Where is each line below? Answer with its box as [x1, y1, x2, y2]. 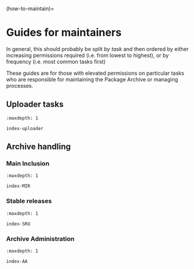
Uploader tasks [6, 99, 64, 109]
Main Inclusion [6, 160, 50, 168]
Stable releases [6, 197, 52, 205]
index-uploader [6, 125, 44, 131]
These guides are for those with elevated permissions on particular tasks [6, 69, 185, 77]
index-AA [6, 258, 28, 265]
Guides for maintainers [6, 26, 122, 39]
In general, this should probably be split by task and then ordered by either [6, 45, 189, 52]
